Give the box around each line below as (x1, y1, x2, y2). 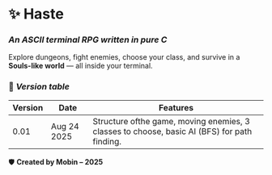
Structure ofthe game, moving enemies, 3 (92, 115, 251, 127)
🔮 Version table (8, 81, 70, 93)
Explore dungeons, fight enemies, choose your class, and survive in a (8, 52, 240, 62)
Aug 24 (51, 120, 79, 131)
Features (159, 102, 194, 113)
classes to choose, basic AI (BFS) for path (92, 126, 253, 137)
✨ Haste (8, 5, 65, 23)
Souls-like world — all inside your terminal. (8, 61, 153, 71)
